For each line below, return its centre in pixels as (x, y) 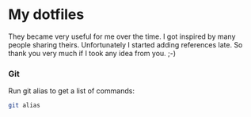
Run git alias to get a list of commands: (71, 91)
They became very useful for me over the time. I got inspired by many (122, 36)
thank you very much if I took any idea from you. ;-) (92, 53)
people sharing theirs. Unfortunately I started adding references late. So (125, 44)
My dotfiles (46, 15)
